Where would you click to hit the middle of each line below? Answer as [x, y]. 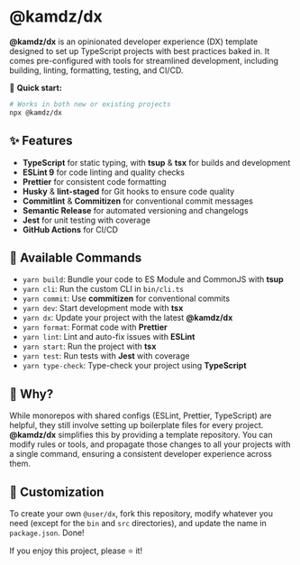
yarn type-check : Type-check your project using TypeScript [134, 366]
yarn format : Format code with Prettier [95, 327]
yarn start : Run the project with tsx [89, 346]
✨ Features [41, 141]
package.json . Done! [47, 533]
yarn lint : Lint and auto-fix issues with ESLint [109, 337]
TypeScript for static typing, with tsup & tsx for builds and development [156, 162]
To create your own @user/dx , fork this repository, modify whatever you [141, 513]
